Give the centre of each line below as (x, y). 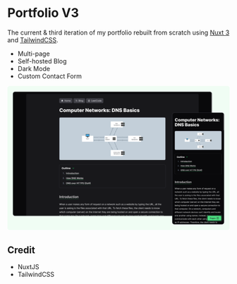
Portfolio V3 (43, 13)
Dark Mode (34, 68)
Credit (21, 250)
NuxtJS (29, 267)
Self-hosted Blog (42, 61)
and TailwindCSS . (33, 39)
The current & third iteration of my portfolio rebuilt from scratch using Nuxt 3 (119, 32)
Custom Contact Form (50, 76)
